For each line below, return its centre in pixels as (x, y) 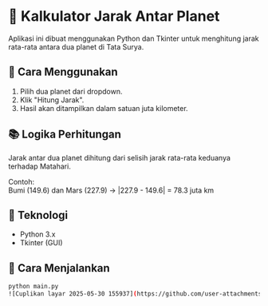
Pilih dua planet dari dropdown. (71, 91)
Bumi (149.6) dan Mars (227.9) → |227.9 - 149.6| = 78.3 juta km (111, 190)
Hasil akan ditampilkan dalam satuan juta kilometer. (104, 108)
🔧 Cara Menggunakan (63, 72)
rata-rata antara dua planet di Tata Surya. (76, 46)
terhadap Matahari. (40, 166)
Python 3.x (37, 234)
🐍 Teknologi (38, 215)
